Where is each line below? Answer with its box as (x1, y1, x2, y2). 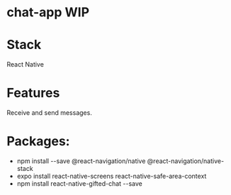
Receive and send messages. (6, 108, 93, 117)
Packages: (6, 133, 70, 150)
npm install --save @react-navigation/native (16, 157, 146, 165)
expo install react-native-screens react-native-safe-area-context (16, 172, 207, 180)
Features (6, 85, 60, 101)
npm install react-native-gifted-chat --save (16, 179, 142, 188)
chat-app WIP (6, 4, 90, 21)
